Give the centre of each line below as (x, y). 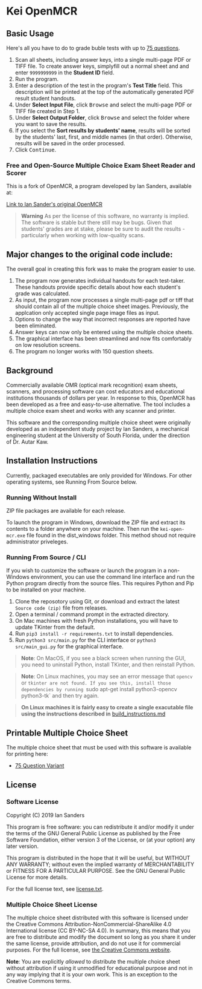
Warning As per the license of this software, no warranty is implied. (105, 216)
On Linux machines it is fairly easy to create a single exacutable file (107, 708)
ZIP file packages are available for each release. (66, 511)
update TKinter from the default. (55, 627)
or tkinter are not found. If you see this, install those (96, 683)
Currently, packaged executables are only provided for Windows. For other (99, 475)
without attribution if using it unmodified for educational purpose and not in (99, 968)
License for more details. (37, 877)
